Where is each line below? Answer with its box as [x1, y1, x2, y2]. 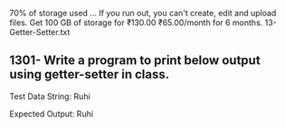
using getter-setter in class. [9, 67, 170, 82]
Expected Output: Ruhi [9, 108, 93, 119]
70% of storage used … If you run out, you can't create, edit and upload [9, 8, 277, 18]
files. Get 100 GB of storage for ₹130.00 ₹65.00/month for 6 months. [9, 17, 263, 28]
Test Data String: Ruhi [9, 90, 90, 102]
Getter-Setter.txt [9, 27, 71, 37]
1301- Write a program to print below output [9, 53, 261, 69]
